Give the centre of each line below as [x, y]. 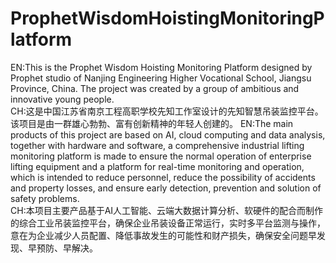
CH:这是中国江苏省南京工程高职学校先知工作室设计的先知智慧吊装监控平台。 [167, 111]
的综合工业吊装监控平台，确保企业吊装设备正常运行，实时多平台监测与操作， [168, 223]
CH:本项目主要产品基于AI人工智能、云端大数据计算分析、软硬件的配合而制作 [167, 210]
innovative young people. [62, 99]
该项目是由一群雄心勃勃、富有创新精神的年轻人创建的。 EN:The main [152, 123]
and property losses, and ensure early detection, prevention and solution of [166, 188]
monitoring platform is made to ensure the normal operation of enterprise [161, 156]
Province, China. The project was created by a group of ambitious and [155, 88]
